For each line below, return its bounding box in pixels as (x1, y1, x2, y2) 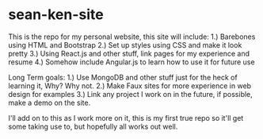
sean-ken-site (8, 6, 105, 24)
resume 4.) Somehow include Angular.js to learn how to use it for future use (8, 57, 255, 67)
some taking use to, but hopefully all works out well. (8, 122, 178, 131)
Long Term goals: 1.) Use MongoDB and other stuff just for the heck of (8, 72, 238, 82)
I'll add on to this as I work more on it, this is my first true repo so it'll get (8, 113, 244, 122)
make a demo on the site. (8, 98, 91, 107)
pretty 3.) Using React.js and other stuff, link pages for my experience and (8, 48, 250, 58)
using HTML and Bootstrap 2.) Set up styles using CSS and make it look (8, 40, 242, 49)
